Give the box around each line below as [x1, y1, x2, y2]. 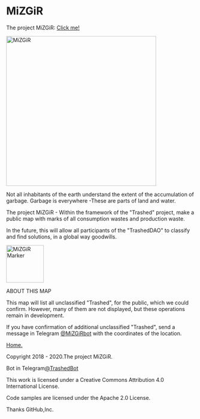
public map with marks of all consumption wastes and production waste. [6, 215, 185, 222]
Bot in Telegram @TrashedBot [6, 364, 79, 372]
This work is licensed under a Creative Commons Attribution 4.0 [6, 376, 165, 383]
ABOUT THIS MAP [6, 287, 52, 294]
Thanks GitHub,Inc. [6, 406, 54, 413]
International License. [6, 382, 60, 390]
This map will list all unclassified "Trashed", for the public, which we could [6, 299, 189, 306]
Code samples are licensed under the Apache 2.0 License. [6, 394, 151, 401]
